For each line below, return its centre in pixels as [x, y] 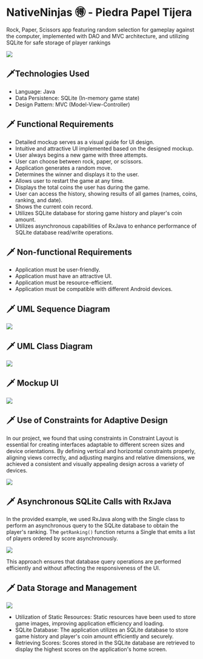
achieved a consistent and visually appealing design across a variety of [95, 464]
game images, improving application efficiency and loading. [90, 624]
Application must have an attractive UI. [63, 276]
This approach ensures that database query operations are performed [94, 562]
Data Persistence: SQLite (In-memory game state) [77, 98]
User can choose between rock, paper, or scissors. [79, 161]
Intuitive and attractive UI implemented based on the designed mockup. [104, 148]
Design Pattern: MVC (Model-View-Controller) [72, 104]
